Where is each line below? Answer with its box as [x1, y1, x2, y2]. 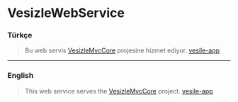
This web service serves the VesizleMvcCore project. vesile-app [24, 86, 214, 95]
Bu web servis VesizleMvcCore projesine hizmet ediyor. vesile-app [24, 46, 220, 55]
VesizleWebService [7, 5, 125, 21]
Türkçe [7, 30, 33, 40]
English [7, 71, 34, 81]
